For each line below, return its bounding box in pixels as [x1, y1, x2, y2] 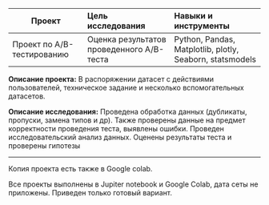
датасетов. [8, 91, 46, 101]
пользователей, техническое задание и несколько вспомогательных [8, 83, 244, 92]
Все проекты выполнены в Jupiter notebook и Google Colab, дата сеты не [8, 179, 259, 189]
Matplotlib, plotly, [174, 44, 239, 54]
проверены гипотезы [8, 141, 81, 151]
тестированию [12, 49, 70, 59]
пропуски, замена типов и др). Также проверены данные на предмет [8, 115, 246, 125]
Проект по [12, 39, 54, 50]
